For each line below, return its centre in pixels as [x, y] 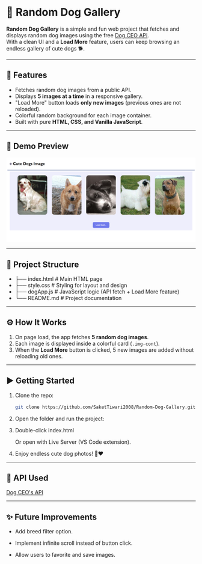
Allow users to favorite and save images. [65, 555]
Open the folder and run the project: [60, 418]
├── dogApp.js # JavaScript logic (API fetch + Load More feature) [97, 292]
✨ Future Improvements [52, 517]
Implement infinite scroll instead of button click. [74, 543]
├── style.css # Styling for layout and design [71, 286]
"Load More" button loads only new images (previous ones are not [98, 102]
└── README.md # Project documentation [68, 298]
